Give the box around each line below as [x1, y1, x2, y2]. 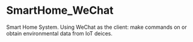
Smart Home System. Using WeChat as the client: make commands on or [6, 23, 188, 31]
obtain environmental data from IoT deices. [6, 29, 113, 37]
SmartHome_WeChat [6, 4, 114, 17]
